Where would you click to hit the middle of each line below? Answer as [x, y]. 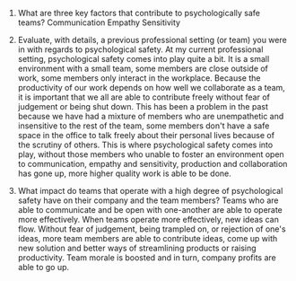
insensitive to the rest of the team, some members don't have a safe [144, 126]
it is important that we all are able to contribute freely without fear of [144, 97]
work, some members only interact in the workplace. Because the [139, 78]
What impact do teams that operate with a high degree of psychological [150, 191]
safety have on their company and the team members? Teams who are [148, 200]
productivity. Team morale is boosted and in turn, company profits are [147, 258]
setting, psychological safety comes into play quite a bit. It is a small [144, 59]
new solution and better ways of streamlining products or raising [137, 248]
